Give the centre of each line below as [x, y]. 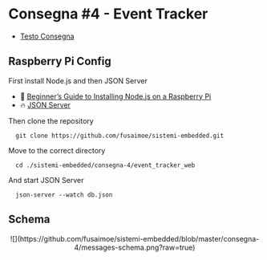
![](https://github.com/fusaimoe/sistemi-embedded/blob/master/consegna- [135, 238]
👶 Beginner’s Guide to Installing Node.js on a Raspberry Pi [115, 96]
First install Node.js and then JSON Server [78, 80]
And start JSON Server [46, 180]
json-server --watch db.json [64, 195]
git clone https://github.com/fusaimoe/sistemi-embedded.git [120, 136]
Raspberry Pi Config [60, 61]
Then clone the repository [51, 120]
